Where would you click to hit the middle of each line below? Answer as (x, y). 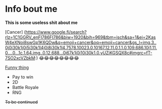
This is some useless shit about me (41, 22)
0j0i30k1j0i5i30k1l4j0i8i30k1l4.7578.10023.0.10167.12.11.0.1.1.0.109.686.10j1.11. (81, 47)
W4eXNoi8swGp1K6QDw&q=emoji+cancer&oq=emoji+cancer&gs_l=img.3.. (81, 42)
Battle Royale (25, 87)
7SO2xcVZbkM (20, 58)
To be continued (21, 102)
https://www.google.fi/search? (56, 32)
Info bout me (31, 9)
